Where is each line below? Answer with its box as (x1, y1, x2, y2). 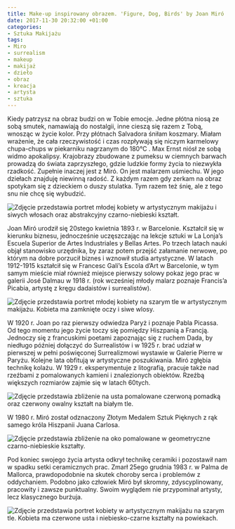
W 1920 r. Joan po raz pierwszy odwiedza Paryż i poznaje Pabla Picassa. (7, 319, 219, 327)
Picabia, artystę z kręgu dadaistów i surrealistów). (7, 284, 152, 292)
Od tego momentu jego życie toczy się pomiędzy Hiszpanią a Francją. (7, 326, 209, 334)
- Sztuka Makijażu (7, 30, 61, 37)
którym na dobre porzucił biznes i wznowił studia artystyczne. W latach (7, 254, 214, 262)
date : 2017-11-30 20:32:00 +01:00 (7, 17, 109, 24)
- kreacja (7, 82, 36, 89)
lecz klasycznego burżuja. (7, 493, 83, 501)
